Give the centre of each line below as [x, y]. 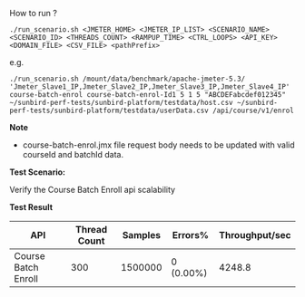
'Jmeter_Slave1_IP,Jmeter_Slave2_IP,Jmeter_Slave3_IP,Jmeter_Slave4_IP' [150, 87]
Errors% [191, 235]
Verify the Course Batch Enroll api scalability [92, 190]
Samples [142, 235]
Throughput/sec [255, 235]
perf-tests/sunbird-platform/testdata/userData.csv [109, 110]
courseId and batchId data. [73, 154]
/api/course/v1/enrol [253, 110]
